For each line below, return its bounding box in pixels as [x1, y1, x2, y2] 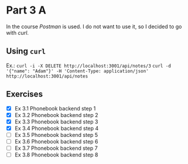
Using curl [6, 46, 46, 56]
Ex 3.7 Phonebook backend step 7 [14, 145, 98, 152]
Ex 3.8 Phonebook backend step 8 [14, 151, 98, 158]
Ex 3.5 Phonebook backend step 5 [14, 131, 98, 138]
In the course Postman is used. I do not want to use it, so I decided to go [6, 23, 182, 30]
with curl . [6, 29, 29, 36]
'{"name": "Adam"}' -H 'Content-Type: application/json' [6, 68, 149, 74]
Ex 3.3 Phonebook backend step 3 [14, 118, 98, 125]
